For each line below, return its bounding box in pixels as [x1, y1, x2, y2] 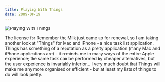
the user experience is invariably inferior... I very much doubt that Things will [5, 61, 161, 67]
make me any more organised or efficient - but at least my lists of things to [5, 66, 157, 72]
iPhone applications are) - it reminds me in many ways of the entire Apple [5, 50, 154, 56]
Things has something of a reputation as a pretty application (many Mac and [5, 45, 160, 51]
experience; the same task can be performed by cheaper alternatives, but [5, 55, 155, 61]
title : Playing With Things [5, 7, 63, 12]
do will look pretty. [5, 71, 43, 77]
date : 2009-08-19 [5, 12, 41, 17]
